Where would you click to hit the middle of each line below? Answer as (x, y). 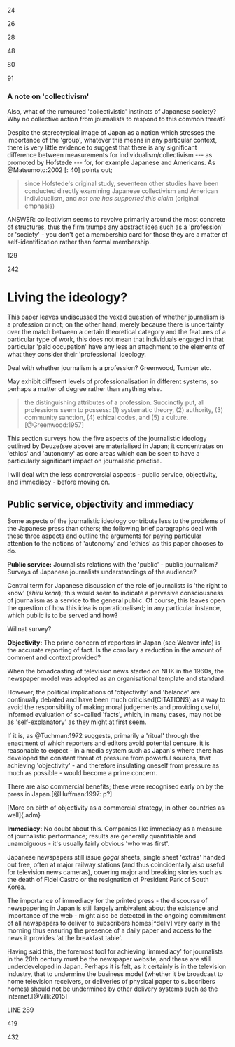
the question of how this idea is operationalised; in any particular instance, (114, 608)
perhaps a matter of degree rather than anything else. (85, 389)
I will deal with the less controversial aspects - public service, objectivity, (113, 475)
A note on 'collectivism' (48, 96)
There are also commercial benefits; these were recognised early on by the (115, 786)
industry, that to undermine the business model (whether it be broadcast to (115, 974)
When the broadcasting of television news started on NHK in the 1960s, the (116, 671)
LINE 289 (21, 1010)
